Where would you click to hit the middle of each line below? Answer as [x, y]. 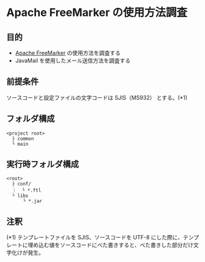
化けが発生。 [28, 253]
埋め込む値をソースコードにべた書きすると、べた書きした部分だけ [110, 245]
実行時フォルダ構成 [43, 164]
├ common [23, 138]
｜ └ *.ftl [27, 190]
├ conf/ [22, 184]
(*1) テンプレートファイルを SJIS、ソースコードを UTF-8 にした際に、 [95, 238]
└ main [20, 144]
